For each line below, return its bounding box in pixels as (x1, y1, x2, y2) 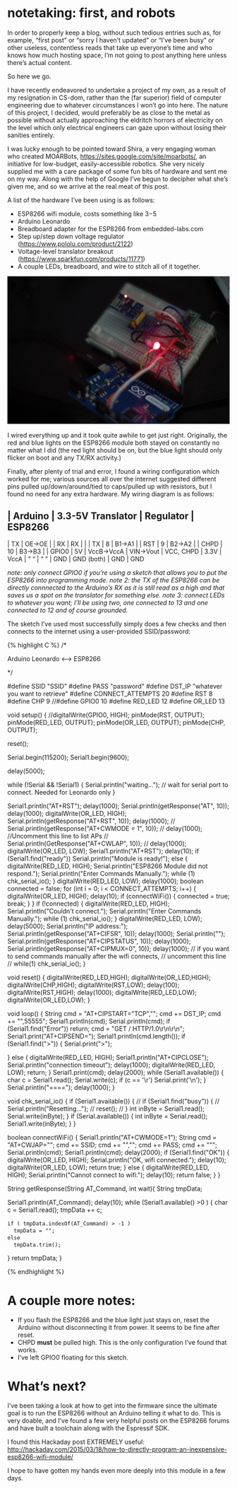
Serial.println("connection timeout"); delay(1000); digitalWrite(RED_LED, (7, 1061, 216, 1069)
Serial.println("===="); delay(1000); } (7, 1083, 115, 1092)
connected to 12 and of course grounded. (7, 606, 128, 614)
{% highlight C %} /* (7, 641, 67, 650)
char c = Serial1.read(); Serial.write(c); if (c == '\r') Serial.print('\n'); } (7, 1076, 207, 1085)
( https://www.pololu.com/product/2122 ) (17, 239, 133, 248)
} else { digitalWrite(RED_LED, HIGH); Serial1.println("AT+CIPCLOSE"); (7, 1053, 209, 1062)
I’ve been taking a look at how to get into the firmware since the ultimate (7, 1401, 217, 1410)
